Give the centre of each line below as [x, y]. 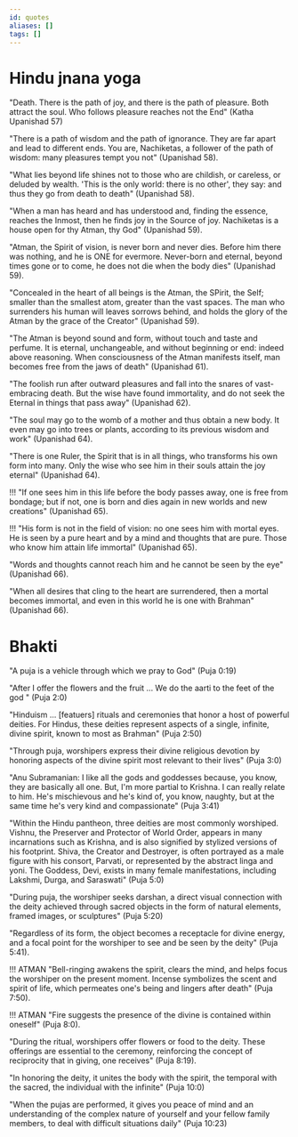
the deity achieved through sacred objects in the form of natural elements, [145, 907]
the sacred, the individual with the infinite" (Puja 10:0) [107, 1087]
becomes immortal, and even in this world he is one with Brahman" [132, 601]
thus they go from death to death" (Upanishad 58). [102, 194]
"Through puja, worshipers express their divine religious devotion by [135, 751]
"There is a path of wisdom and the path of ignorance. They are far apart [143, 139]
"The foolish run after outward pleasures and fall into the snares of [131, 384]
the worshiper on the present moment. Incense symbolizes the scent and [143, 979]
